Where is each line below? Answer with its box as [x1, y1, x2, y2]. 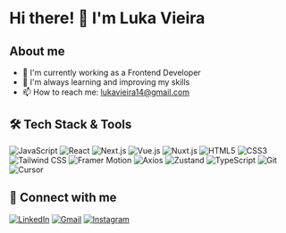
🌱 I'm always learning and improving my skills [21, 77, 190, 87]
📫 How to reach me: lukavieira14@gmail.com [21, 87, 190, 97]
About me [9, 44, 65, 59]
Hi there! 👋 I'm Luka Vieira [9, 8, 206, 29]
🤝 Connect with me [9, 190, 117, 205]
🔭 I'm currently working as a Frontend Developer [21, 67, 201, 78]
